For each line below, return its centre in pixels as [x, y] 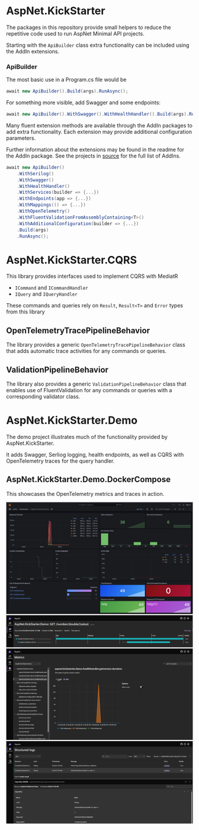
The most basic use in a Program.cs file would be [66, 80]
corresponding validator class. [43, 397]
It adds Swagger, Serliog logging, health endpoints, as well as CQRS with [95, 454]
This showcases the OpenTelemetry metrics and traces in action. [85, 493]
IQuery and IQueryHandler [46, 294]
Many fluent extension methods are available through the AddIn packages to [99, 125]
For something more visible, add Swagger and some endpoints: [84, 102]
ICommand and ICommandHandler [52, 288]
